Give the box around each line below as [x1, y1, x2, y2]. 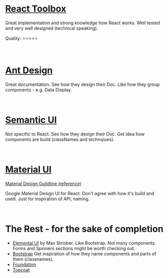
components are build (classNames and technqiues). [5, 136, 115, 142]
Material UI [5, 164, 52, 175]
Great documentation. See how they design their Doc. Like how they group [5, 81, 160, 87]
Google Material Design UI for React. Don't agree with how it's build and [5, 190, 154, 196]
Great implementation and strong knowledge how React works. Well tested [5, 20, 160, 26]
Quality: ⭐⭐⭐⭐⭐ [5, 35, 38, 41]
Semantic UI [5, 114, 57, 126]
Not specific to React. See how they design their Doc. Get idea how [5, 131, 145, 137]
